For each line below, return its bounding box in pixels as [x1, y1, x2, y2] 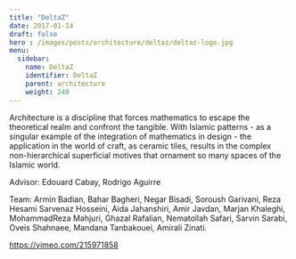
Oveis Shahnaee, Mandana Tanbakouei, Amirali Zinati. [9, 222, 208, 232]
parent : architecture [25, 79, 105, 88]
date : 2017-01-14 [9, 21, 74, 30]
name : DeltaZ [25, 63, 74, 72]
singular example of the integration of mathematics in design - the [9, 131, 252, 142]
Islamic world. [9, 159, 61, 170]
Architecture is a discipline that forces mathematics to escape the [9, 112, 251, 123]
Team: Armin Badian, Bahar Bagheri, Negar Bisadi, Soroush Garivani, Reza [9, 193, 282, 205]
